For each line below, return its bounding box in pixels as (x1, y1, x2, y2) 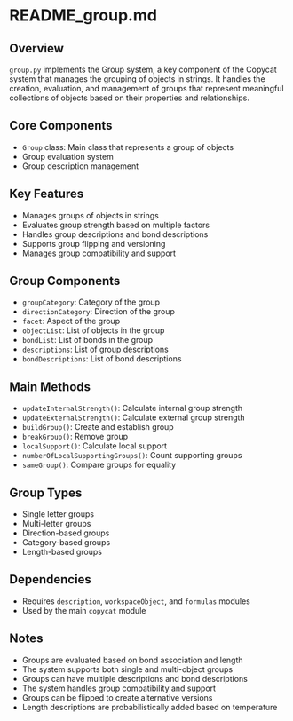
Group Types (9, 485, 83, 500)
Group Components (9, 273, 121, 289)
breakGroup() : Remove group (21, 432, 129, 442)
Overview (9, 41, 65, 56)
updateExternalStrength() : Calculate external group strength (21, 412, 246, 423)
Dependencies (9, 572, 91, 587)
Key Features (9, 186, 84, 202)
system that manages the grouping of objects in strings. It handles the (9, 74, 265, 84)
